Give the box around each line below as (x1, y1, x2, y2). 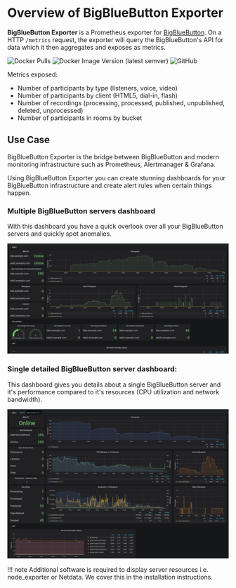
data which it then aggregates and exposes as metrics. (7, 43, 166, 51)
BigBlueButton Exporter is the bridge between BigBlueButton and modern (7, 152, 220, 161)
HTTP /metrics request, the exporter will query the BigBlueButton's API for (7, 35, 223, 44)
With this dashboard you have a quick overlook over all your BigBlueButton (7, 222, 223, 231)
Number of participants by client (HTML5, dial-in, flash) (17, 91, 178, 100)
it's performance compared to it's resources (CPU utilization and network (7, 387, 220, 396)
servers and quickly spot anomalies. (7, 229, 112, 238)
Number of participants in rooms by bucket (17, 114, 143, 122)
